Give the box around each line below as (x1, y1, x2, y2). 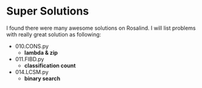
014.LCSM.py (15, 68, 49, 75)
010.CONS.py (15, 42, 49, 50)
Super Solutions (6, 4, 89, 18)
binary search (24, 75, 61, 82)
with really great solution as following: (6, 30, 102, 38)
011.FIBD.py (15, 55, 44, 63)
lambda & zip (24, 49, 58, 56)
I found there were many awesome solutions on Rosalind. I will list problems (6, 24, 196, 32)
